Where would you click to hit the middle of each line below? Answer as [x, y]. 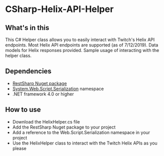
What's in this [27, 28]
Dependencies [28, 71]
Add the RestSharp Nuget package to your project [64, 127]
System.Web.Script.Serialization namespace [58, 88]
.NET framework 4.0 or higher [43, 94]
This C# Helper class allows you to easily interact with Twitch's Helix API [80, 39]
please [19, 148]
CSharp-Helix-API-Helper [59, 9]
